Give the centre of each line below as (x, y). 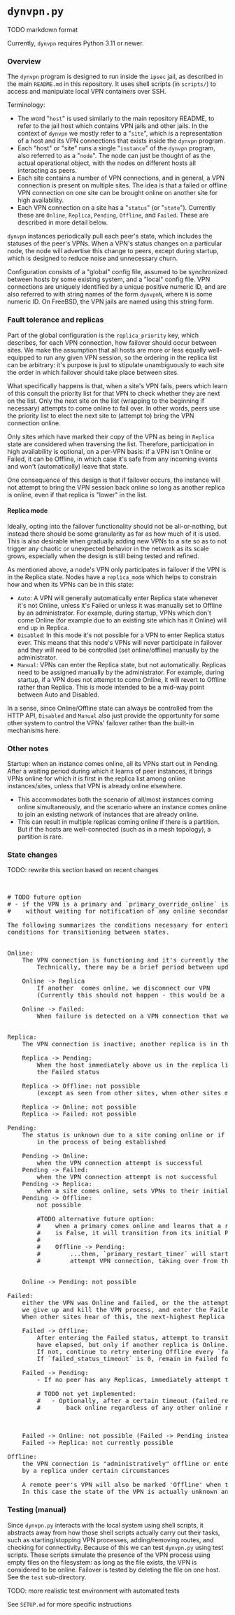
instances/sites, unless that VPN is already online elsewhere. (95, 786)
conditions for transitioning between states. (88, 932)
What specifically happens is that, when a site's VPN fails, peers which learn (117, 385)
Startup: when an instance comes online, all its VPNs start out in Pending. (113, 764)
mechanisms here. (34, 730)
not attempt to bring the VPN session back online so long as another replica (116, 487)
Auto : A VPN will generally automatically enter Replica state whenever (117, 598)
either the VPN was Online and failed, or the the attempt (125, 1303)
